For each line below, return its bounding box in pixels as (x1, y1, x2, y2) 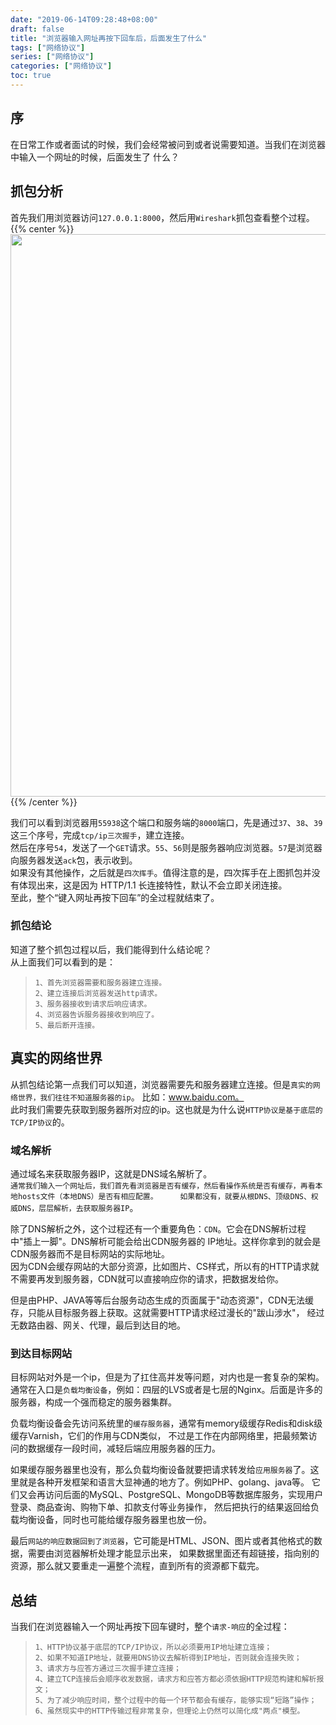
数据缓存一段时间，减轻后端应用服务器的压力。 (27, 1442, 221, 1455)
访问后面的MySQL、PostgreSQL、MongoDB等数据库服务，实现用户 (44, 1489, 324, 1501)
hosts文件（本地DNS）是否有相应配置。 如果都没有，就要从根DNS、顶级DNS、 (17, 1191, 312, 1201)
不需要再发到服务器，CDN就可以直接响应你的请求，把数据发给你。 (10, 1272, 284, 1285)
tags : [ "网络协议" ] (10, 42, 86, 53)
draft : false (10, 24, 65, 34)
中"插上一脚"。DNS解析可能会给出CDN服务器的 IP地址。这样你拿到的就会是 (10, 1235, 322, 1247)
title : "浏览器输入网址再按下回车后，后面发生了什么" (10, 33, 208, 43)
